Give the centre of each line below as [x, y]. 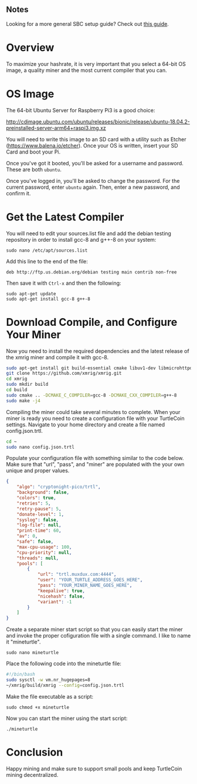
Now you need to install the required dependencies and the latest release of [98, 351]
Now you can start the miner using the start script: [67, 718]
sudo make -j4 [23, 401]
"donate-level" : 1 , [40, 514]
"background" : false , [43, 493]
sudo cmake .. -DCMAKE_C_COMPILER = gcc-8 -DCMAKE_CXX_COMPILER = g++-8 [91, 395]
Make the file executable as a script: [50, 696]
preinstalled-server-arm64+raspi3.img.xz [56, 128]
